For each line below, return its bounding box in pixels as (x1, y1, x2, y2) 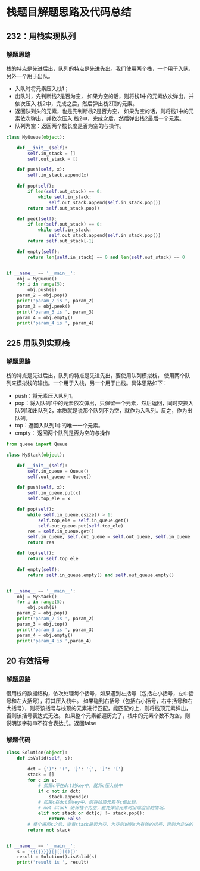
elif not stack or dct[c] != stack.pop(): (37, 810, 145, 816)
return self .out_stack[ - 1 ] (27, 238, 95, 244)
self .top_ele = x (27, 495, 70, 502)
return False (48, 816, 82, 822)
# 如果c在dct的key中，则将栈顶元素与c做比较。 (37, 799, 140, 806)
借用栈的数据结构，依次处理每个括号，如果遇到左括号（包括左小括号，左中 (6, 690, 189, 697)
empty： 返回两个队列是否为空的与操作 (14, 429, 111, 436)
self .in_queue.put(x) (27, 490, 82, 496)
